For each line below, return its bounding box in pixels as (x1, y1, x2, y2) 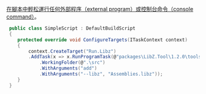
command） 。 (6, 13, 40, 20)
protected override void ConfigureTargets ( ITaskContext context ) (17, 36, 188, 43)
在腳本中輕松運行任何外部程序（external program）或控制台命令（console (6, 6, 194, 12)
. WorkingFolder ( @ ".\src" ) (39, 60, 105, 66)
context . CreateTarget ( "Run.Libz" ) (28, 48, 116, 54)
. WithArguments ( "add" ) (39, 65, 97, 72)
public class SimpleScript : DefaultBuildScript (9, 25, 136, 31)
